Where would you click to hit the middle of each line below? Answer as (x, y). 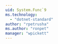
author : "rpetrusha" (27, 24)
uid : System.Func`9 (26, 10)
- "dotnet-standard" (32, 19)
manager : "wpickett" (27, 33)
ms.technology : (21, 15)
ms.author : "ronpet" (27, 29)
